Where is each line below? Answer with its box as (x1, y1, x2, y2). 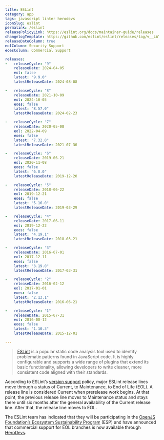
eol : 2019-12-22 (14, 223, 47, 228)
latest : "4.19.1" (14, 232, 49, 237)
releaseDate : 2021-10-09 (14, 93, 64, 97)
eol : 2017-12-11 (14, 254, 47, 259)
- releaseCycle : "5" (5, 182, 51, 188)
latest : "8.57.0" (14, 106, 49, 111)
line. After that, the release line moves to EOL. (5, 404, 97, 410)
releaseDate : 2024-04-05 (14, 66, 64, 71)
